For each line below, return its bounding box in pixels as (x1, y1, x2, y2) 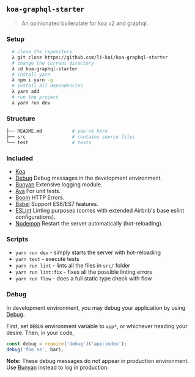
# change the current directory (12, 60, 95, 66)
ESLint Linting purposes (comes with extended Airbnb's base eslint (15, 207, 185, 214)
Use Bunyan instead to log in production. (6, 364, 109, 372)
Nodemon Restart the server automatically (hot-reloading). (15, 220, 163, 227)
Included (6, 154, 34, 163)
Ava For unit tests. (15, 188, 61, 195)
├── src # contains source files (6, 134, 136, 140)
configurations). (15, 213, 56, 221)
